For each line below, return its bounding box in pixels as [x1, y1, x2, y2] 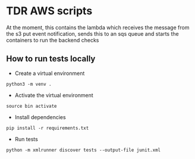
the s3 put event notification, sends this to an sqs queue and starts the [6, 30, 180, 37]
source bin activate [6, 103, 58, 109]
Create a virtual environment [14, 70, 85, 77]
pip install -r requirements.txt [6, 125, 89, 131]
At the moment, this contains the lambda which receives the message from [6, 24, 190, 31]
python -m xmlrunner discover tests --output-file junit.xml [6, 147, 161, 153]
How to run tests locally [6, 54, 96, 64]
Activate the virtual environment [14, 91, 93, 99]
